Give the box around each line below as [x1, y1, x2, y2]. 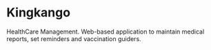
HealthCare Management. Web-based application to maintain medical [6, 27, 205, 36]
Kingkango [6, 5, 70, 21]
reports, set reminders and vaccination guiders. [6, 34, 142, 42]
